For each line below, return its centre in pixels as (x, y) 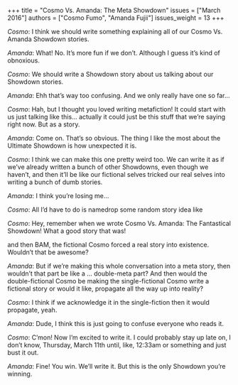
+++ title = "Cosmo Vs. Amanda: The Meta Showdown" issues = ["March (114, 10)
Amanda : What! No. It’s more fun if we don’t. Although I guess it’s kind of (114, 53)
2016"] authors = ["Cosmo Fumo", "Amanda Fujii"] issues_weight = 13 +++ (116, 18)
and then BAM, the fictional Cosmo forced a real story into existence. (108, 245)
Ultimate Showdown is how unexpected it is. (72, 146)
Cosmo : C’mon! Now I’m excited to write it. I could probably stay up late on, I (119, 337)
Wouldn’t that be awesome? (48, 252)
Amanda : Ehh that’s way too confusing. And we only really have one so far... (119, 96)
